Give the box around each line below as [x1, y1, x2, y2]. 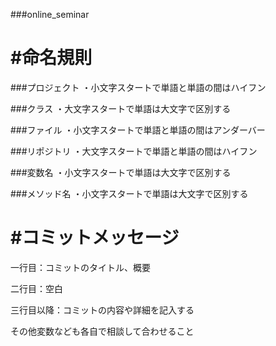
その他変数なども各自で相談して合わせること [10, 325, 195, 337]
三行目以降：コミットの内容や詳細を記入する [10, 304, 195, 316]
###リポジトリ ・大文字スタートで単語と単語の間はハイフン [10, 145, 258, 157]
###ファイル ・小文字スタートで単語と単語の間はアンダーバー [10, 124, 266, 136]
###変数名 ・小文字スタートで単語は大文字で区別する [10, 166, 232, 178]
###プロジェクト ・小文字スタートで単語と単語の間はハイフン [10, 81, 267, 93]
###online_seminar [10, 9, 90, 20]
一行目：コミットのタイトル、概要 [10, 261, 151, 273]
